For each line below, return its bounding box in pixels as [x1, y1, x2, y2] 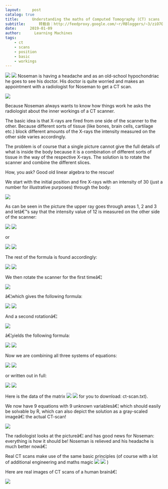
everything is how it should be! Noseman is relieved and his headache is [5, 438, 154, 444]
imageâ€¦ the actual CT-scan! [5, 414, 66, 420]
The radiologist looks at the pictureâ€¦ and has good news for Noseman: [5, 433, 154, 439]
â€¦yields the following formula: [5, 333, 70, 339]
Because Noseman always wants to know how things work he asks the [5, 103, 151, 109]
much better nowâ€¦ [5, 443, 47, 449]
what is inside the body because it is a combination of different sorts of [5, 149, 152, 155]
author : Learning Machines [5, 31, 72, 36]
